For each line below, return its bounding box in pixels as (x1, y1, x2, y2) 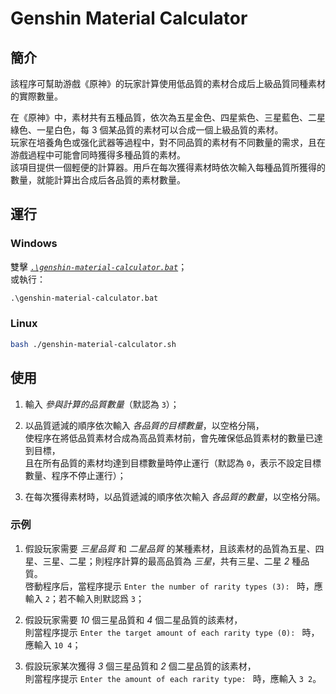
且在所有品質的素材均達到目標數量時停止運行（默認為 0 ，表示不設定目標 (24, 457, 322, 469)
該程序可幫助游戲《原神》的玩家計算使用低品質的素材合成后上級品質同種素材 (10, 78, 326, 89)
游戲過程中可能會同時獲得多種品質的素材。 (10, 149, 186, 161)
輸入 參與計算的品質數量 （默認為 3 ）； (24, 398, 180, 410)
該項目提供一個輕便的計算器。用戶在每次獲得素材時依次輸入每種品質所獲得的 (10, 162, 326, 173)
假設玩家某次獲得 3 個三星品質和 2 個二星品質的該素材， (24, 660, 257, 672)
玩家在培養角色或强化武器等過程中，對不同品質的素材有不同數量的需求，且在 (10, 137, 326, 148)
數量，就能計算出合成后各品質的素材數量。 (10, 174, 186, 186)
